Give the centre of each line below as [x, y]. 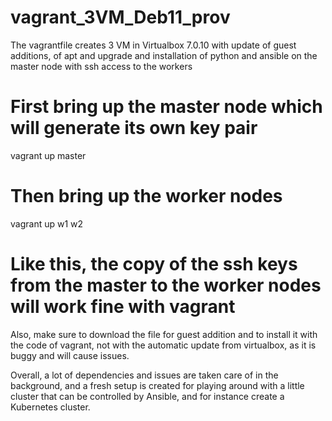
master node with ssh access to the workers [101, 66]
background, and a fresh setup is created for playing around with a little [157, 385]
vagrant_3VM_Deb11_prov [120, 17]
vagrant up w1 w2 [47, 223]
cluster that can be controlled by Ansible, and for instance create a [147, 396]
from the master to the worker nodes [166, 285]
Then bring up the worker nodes [146, 196]
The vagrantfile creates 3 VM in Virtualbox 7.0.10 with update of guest [153, 45]
